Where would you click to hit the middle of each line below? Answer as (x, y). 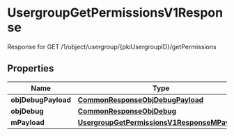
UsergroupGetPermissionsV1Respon (115, 13)
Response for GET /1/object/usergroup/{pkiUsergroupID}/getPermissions (112, 46)
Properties (31, 68)
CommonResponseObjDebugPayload (141, 100)
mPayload (28, 122)
